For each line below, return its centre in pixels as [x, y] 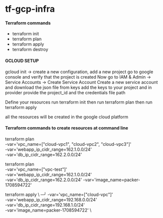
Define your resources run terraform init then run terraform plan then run [79, 102]
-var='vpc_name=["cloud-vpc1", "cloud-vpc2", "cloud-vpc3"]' [68, 144]
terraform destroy [30, 50]
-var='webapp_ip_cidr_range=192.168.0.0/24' [51, 199]
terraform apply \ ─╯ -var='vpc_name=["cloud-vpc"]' [59, 194]
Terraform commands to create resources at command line [67, 128]
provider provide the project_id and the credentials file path [65, 92]
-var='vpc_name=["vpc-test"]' [36, 169]
